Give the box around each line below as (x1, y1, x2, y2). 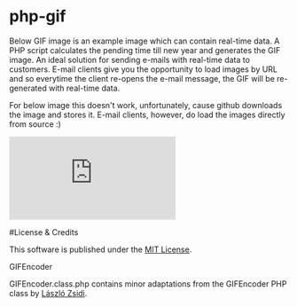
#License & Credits (9, 226, 79, 237)
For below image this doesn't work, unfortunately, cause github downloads (9, 99, 283, 110)
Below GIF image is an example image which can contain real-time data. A (9, 35, 280, 46)
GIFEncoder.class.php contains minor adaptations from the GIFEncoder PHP (9, 278, 287, 289)
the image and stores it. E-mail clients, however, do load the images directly (9, 109, 285, 120)
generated (9, 83, 47, 93)
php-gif (9, 6, 66, 27)
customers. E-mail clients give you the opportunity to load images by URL (9, 64, 277, 75)
